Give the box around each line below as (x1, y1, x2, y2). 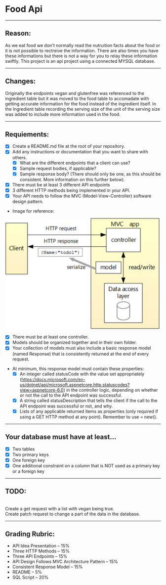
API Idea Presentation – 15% (12, 543, 70, 549)
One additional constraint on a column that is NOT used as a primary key (12, 462, 160, 468)
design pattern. (12, 198, 43, 204)
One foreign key (12, 457, 45, 463)
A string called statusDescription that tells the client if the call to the (19, 397, 158, 404)
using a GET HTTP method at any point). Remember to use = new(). (19, 414, 158, 420)
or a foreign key (12, 468, 44, 474)
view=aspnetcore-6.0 (19, 387, 64, 393)
